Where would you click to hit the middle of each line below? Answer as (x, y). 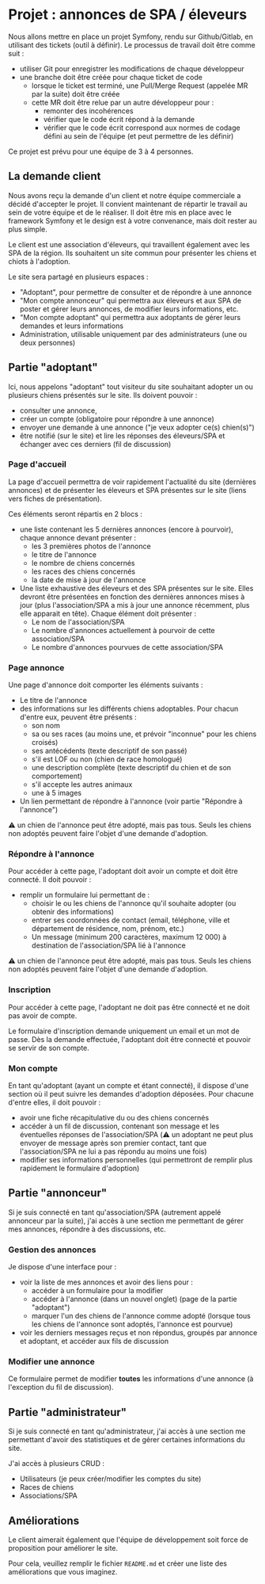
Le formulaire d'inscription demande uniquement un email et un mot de (124, 1031)
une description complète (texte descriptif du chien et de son (131, 768)
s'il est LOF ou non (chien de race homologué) (107, 759)
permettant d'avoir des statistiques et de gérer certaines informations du (127, 1440)
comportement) (57, 776)
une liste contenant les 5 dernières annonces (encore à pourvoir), (126, 529)
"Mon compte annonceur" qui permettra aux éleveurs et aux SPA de (131, 300)
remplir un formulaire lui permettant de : (85, 895)
